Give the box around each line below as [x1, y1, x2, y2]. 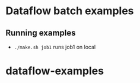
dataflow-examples [5, 64, 104, 78]
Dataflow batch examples [5, 4, 134, 18]
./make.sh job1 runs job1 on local [14, 43, 96, 50]
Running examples [5, 28, 76, 38]
